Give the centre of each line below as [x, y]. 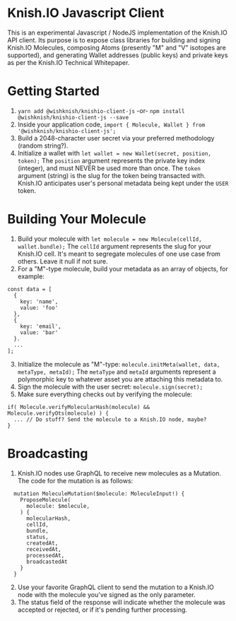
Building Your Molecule [77, 219]
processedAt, [45, 555]
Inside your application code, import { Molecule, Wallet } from [111, 124]
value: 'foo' [39, 308]
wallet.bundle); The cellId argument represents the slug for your [114, 246]
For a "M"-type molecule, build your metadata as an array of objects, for [123, 268]
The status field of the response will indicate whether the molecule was [122, 602]
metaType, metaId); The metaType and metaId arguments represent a [117, 372]
